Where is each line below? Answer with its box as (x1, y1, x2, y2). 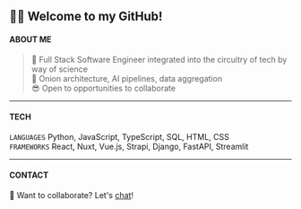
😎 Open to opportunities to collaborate (30, 83, 176, 93)
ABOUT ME (9, 33, 52, 45)
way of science (30, 64, 88, 74)
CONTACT (9, 170, 49, 180)
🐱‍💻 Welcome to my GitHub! (9, 9, 163, 24)
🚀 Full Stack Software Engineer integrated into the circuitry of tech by (30, 54, 288, 65)
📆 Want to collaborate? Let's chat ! (9, 190, 134, 200)
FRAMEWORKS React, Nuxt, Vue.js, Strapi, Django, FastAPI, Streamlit (9, 141, 249, 152)
